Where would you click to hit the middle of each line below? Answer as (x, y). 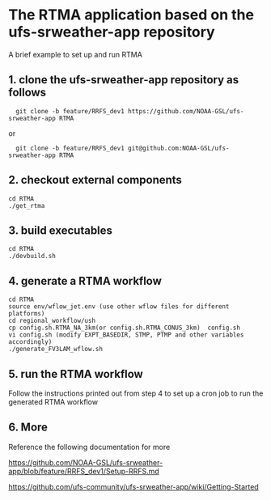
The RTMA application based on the (131, 15)
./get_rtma (27, 206)
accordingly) (30, 342)
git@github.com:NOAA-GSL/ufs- (179, 148)
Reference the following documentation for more (89, 447)
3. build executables (61, 230)
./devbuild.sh (32, 256)
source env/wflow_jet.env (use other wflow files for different (119, 307)
